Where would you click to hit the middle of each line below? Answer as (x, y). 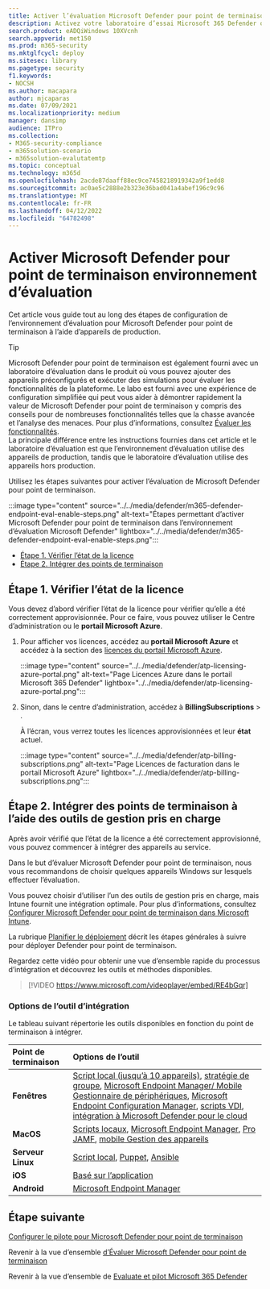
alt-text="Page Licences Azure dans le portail (157, 674)
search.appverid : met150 (50, 38)
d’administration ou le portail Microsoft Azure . (86, 626)
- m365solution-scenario (50, 151)
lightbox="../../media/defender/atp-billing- (171, 772)
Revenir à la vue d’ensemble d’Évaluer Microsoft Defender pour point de (127, 1252)
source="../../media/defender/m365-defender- (166, 505)
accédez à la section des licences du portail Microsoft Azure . (121, 650)
